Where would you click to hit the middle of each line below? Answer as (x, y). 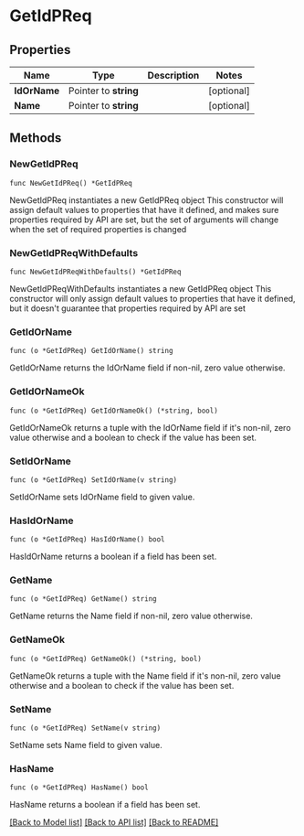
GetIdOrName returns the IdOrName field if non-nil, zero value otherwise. (147, 368)
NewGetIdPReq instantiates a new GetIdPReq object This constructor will (147, 200)
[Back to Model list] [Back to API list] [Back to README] (114, 822)
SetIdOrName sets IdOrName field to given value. (102, 497)
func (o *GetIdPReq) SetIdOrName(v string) (94, 480)
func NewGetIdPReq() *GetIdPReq (71, 183)
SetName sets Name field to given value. (86, 745)
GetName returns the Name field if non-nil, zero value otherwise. (131, 616)
